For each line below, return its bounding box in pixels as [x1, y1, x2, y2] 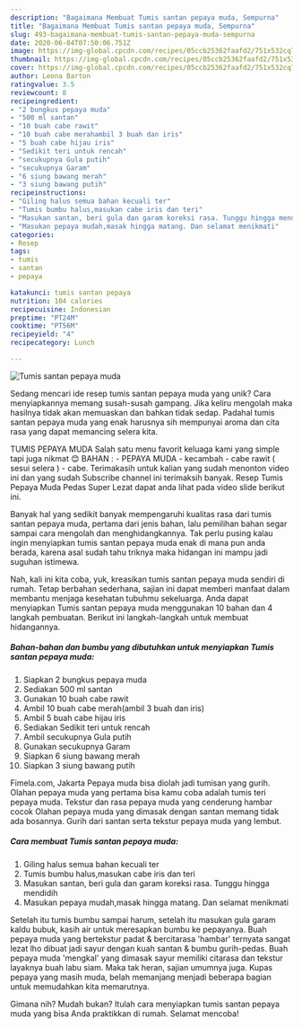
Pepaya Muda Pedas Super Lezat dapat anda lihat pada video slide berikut [10, 481, 285, 492]
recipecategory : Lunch [10, 338, 95, 347]
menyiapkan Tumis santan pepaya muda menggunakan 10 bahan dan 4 [10, 602, 273, 613]
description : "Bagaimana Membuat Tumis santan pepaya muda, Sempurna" [10, 13, 280, 22]
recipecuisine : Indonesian [10, 304, 111, 314]
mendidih [22, 887, 58, 898]
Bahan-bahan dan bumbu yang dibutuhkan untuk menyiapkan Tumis [10, 642, 274, 653]
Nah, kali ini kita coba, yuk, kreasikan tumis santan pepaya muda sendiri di [10, 574, 285, 584]
